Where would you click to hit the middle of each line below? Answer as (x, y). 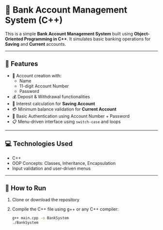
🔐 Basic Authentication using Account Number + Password (71, 116)
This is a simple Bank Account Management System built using (69, 34)
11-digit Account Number (44, 86)
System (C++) (34, 20)
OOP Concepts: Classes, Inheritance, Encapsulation (64, 163)
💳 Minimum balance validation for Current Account (64, 109)
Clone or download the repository (46, 200)
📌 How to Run (26, 188)
